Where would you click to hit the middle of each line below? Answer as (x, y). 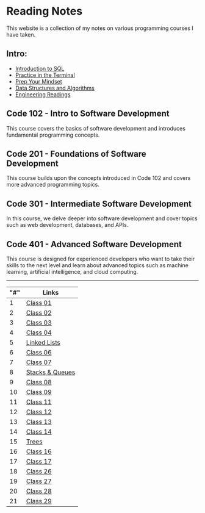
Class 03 (39, 323)
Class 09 (39, 392)
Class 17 (39, 461)
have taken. (21, 34)
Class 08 (39, 382)
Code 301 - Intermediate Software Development (99, 203)
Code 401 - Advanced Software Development (94, 244)
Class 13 (39, 422)
